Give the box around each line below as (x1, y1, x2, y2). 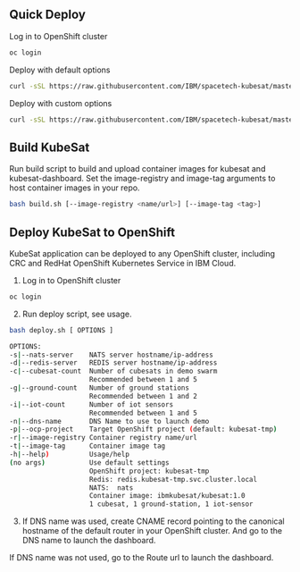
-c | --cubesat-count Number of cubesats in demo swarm (9, 366, 218, 376)
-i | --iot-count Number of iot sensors (9, 400, 174, 409)
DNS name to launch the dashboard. (21, 535, 156, 546)
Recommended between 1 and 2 (88, 391, 198, 400)
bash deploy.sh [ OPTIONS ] (9, 325, 114, 334)
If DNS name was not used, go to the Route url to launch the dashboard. (9, 552, 274, 563)
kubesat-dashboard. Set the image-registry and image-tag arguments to (9, 173, 276, 184)
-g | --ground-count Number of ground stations (9, 383, 190, 392)
